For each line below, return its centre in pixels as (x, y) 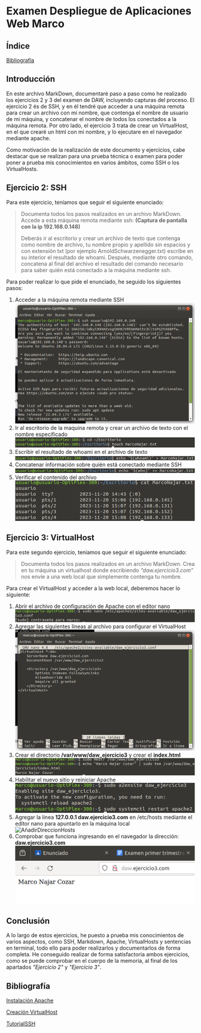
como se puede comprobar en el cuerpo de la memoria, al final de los (92, 961)
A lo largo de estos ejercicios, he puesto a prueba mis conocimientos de (95, 935)
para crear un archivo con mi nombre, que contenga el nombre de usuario (97, 113)
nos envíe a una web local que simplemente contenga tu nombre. (101, 576)
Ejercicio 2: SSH (36, 188)
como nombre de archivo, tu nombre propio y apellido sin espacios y (105, 245)
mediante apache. (28, 138)
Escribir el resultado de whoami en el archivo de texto (81, 451)
